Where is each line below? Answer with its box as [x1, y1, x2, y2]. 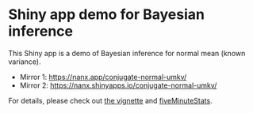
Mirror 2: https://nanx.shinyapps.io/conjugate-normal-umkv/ [19, 81, 217, 90]
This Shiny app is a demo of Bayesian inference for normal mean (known [8, 48, 246, 58]
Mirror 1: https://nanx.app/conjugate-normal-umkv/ [19, 72, 187, 81]
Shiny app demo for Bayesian [8, 6, 205, 24]
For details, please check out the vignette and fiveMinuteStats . [8, 96, 213, 105]
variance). [8, 57, 41, 66]
